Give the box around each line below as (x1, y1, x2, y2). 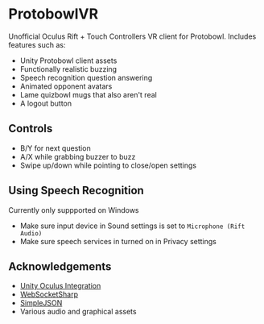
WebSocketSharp (19, 289, 79, 299)
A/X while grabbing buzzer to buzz (19, 152, 136, 161)
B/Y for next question (19, 143, 91, 153)
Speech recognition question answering (19, 73, 153, 82)
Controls (8, 122, 53, 135)
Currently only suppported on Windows (8, 205, 139, 214)
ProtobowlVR (8, 5, 99, 23)
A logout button (19, 98, 72, 108)
